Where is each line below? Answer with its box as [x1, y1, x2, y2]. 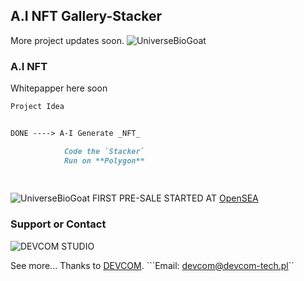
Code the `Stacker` [63, 146, 145, 156]
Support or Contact [10, 217, 107, 231]
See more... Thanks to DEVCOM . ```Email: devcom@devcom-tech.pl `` [10, 259, 295, 271]
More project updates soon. [10, 34, 125, 46]
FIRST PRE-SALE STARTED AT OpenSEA [91, 192, 259, 204]
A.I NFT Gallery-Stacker [10, 8, 163, 25]
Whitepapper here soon [10, 82, 108, 94]
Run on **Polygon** [63, 155, 145, 166]
